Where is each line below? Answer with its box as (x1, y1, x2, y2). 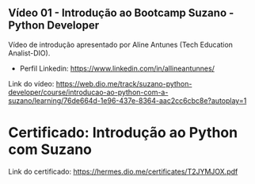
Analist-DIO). (8, 48, 51, 58)
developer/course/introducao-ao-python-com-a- (8, 87, 169, 97)
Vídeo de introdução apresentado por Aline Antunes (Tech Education (8, 40, 234, 49)
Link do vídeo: (8, 79, 55, 88)
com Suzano (8, 140, 93, 158)
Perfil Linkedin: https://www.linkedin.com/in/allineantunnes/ (19, 63, 215, 73)
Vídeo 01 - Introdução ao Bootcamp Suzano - (8, 6, 234, 20)
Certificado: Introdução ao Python (8, 124, 238, 141)
